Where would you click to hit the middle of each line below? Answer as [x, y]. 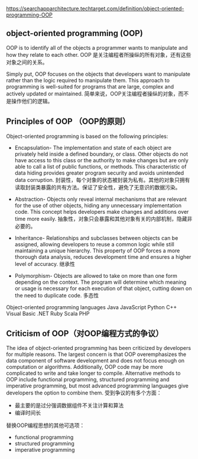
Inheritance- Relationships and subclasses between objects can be [96, 238]
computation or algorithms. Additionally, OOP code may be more [85, 367]
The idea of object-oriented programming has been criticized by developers [98, 348]
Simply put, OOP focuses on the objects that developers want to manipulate [98, 74]
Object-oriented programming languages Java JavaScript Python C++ [92, 307]
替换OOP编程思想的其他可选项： [46, 425]
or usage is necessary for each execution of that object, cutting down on [103, 288]
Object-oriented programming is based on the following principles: [87, 136]
